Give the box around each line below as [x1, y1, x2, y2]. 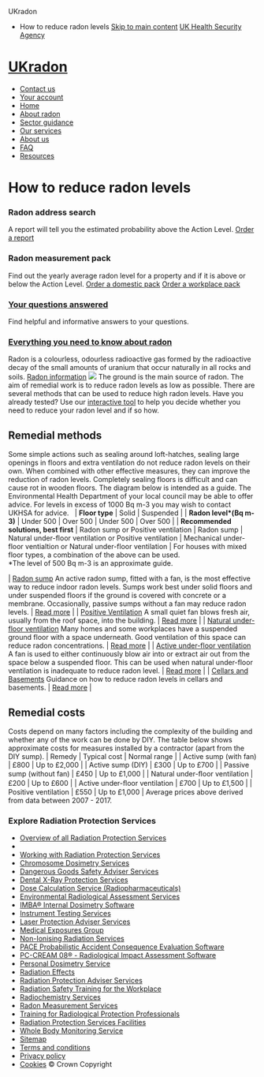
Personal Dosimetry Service [19, 959, 110, 969]
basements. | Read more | [8, 682, 92, 693]
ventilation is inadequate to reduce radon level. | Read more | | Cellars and [8, 666, 249, 675]
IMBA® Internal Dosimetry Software [19, 900, 135, 910]
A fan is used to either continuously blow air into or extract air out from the [8, 649, 251, 659]
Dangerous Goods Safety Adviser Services [19, 867, 159, 877]
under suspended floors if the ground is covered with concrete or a [8, 591, 227, 600]
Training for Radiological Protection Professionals [19, 1009, 180, 1019]
